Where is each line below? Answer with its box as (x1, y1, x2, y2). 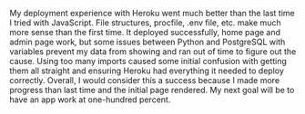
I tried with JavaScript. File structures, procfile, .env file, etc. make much (9, 17, 281, 28)
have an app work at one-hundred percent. (9, 94, 171, 105)
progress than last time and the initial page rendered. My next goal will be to (9, 85, 295, 95)
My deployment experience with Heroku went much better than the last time (9, 8, 295, 18)
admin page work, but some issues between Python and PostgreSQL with (9, 36, 286, 47)
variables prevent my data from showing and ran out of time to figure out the (9, 46, 297, 57)
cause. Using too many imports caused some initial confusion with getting (9, 56, 287, 66)
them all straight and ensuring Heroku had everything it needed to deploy (9, 65, 285, 76)
